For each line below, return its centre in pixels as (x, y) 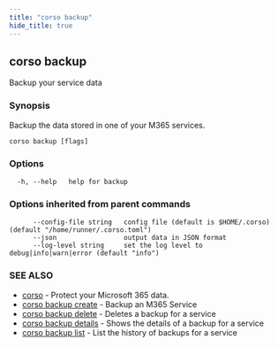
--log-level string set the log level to (117, 246)
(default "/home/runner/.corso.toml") (80, 230)
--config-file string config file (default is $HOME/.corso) (151, 222)
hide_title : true (41, 26)
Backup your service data (56, 83)
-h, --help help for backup (72, 181)
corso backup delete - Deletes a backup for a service (119, 313)
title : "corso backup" (51, 17)
